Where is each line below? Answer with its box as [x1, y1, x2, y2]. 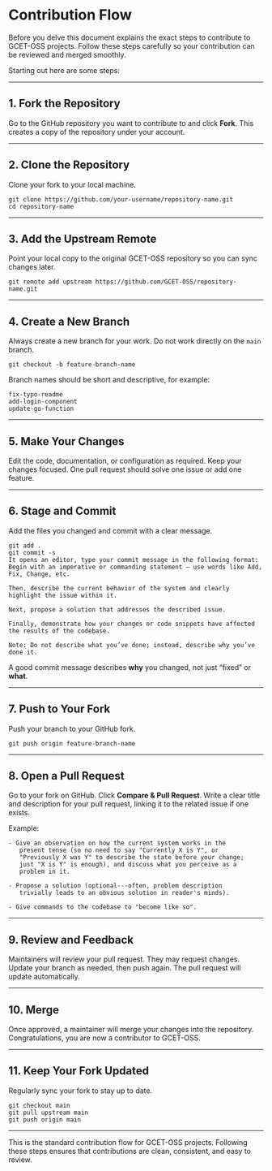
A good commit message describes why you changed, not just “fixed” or [8, 662, 252, 672]
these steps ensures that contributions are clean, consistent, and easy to [8, 1146, 252, 1156]
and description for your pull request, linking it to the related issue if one [8, 799, 249, 809]
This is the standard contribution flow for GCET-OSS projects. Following [8, 1137, 249, 1147]
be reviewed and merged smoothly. [8, 50, 127, 59]
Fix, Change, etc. [8, 570, 70, 578]
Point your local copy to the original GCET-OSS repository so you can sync [8, 253, 257, 263]
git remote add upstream [8, 278, 92, 286]
